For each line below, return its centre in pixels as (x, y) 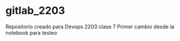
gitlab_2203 (35, 11)
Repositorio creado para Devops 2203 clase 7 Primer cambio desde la (90, 27)
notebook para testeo (31, 32)
